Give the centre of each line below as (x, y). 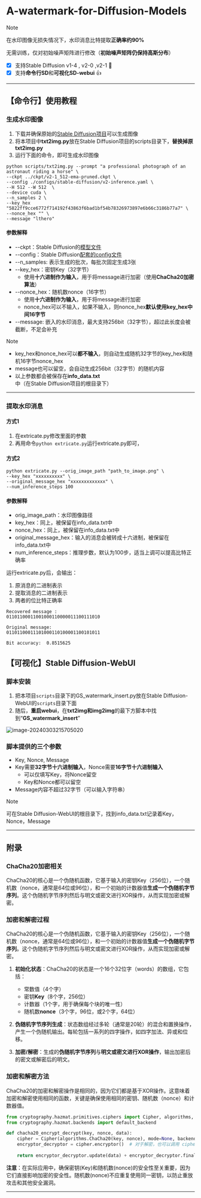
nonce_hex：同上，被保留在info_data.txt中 (67, 530)
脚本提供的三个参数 (34, 747)
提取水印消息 (25, 406)
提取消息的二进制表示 (41, 593)
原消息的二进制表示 (39, 586)
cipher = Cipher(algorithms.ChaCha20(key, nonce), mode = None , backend (107, 1139)
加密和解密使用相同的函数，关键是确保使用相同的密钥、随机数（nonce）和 (98, 1098)
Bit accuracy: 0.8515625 (38, 643)
